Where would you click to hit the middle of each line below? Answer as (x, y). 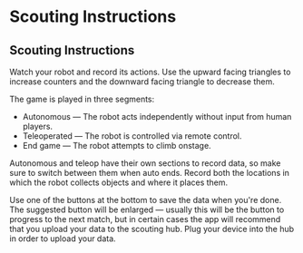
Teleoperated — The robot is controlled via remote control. (132, 136)
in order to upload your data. (63, 238)
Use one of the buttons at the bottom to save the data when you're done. (146, 200)
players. (37, 126)
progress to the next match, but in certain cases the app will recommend (145, 219)
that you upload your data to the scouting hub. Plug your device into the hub (152, 229)
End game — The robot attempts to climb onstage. (117, 146)
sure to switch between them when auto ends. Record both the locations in (150, 173)
